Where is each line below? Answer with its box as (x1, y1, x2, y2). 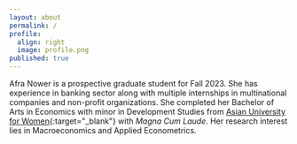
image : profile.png (17, 46, 90, 55)
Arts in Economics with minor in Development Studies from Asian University (9, 107, 286, 117)
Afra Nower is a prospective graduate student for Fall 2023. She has (9, 79, 259, 88)
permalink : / (9, 21, 58, 30)
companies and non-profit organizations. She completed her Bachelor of (9, 97, 275, 107)
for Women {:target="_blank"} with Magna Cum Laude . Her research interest (9, 116, 288, 126)
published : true (9, 54, 69, 63)
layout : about (9, 12, 62, 22)
